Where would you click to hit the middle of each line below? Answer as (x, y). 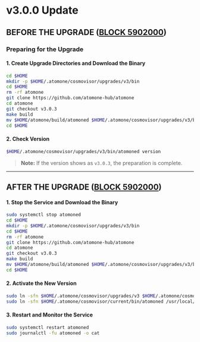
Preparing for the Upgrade (45, 49)
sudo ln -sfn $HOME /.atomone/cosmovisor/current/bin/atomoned (85, 301)
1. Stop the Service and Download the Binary (62, 202)
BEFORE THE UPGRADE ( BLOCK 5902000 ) (86, 32)
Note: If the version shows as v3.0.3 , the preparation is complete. (101, 163)
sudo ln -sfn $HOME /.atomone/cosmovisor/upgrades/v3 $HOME (81, 296)
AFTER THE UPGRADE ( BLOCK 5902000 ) (84, 187)
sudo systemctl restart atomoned (48, 327)
